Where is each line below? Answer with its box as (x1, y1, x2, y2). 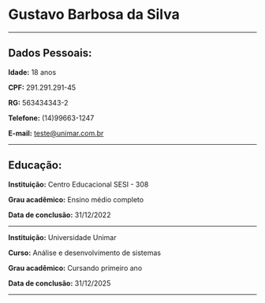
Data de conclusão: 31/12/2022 (8, 210, 111, 220)
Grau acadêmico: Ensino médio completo (8, 194, 144, 204)
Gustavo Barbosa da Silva (8, 6, 180, 24)
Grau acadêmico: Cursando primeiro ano (8, 263, 143, 272)
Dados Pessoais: (8, 46, 92, 60)
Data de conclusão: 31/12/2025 (8, 278, 111, 288)
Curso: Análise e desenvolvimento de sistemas (8, 248, 162, 257)
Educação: (8, 159, 62, 172)
